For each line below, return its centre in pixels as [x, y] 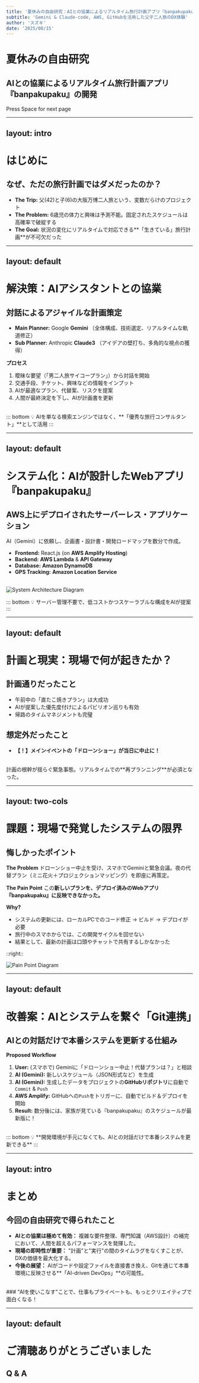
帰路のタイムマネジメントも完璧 [54, 714]
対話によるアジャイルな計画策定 [64, 312]
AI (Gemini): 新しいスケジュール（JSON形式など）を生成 [84, 1075]
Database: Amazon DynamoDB [54, 566]
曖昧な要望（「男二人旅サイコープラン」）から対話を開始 [82, 375]
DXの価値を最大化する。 [44, 1258]
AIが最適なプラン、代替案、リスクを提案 [64, 390]
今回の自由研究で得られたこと [61, 1221]
